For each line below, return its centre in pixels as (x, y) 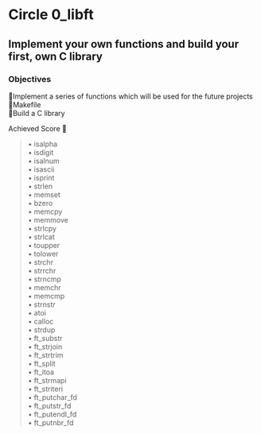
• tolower (43, 254)
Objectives (30, 79)
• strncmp (45, 279)
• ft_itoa (41, 372)
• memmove (48, 219)
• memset (44, 194)
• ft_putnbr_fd (51, 422)
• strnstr (41, 304)
